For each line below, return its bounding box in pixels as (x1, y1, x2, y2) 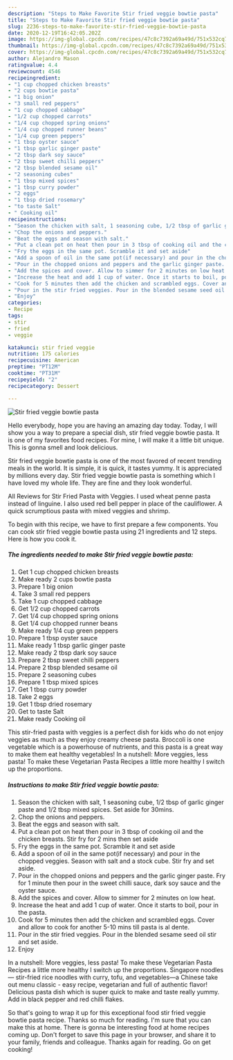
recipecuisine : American (8, 357, 80, 364)
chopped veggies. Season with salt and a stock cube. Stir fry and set (17, 857, 214, 865)
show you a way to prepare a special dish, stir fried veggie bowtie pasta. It (8, 428, 220, 436)
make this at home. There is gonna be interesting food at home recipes (8, 1023, 209, 1032)
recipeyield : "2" (8, 376, 58, 383)
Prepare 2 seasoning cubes (17, 671, 97, 679)
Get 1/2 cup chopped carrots (17, 604, 100, 613)
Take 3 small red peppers (17, 590, 91, 598)
